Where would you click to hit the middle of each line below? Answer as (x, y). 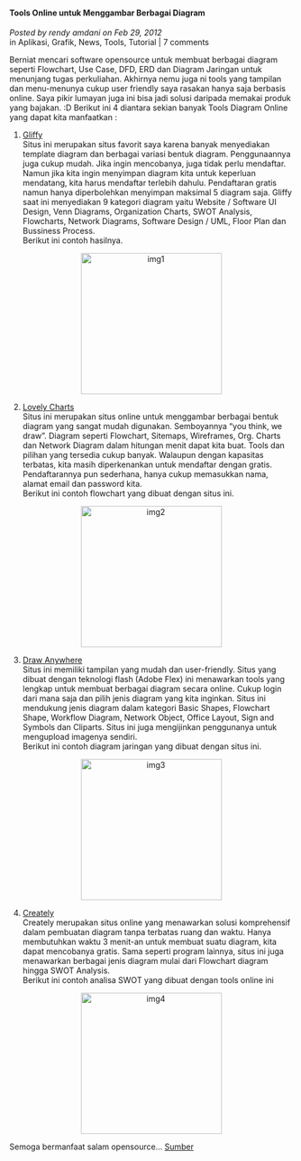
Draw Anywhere (52, 660)
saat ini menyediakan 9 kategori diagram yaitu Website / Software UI (149, 202)
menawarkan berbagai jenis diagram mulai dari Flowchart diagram (145, 961)
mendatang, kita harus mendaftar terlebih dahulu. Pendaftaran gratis (150, 183)
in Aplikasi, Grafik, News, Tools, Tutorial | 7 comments (109, 42)
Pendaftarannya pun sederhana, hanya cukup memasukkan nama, (145, 474)
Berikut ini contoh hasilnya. (73, 240)
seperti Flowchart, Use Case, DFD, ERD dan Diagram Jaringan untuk (136, 70)
